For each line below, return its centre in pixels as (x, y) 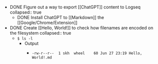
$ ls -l (25, 39)
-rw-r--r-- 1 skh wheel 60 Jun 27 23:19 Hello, (87, 53)
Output (32, 43)
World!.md (42, 58)
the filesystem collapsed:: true (40, 33)
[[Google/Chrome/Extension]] (47, 22)
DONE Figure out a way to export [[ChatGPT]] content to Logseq (75, 7)
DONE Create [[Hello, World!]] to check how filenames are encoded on (81, 28)
